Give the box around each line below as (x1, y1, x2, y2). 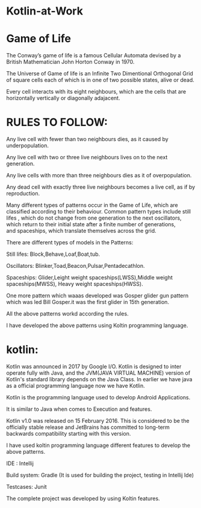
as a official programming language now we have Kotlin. (6, 382, 146, 389)
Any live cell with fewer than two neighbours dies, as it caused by (6, 136, 169, 143)
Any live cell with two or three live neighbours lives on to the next (6, 154, 168, 161)
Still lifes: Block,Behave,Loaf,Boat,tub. (6, 250, 100, 258)
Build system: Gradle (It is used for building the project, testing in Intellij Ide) (6, 472, 194, 478)
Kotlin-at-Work (6, 4, 83, 18)
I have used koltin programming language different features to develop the (6, 442, 191, 449)
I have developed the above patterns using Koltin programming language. (6, 322, 188, 329)
